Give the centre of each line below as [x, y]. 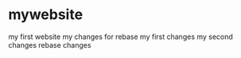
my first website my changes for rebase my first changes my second [120, 37]
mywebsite [46, 15]
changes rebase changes [50, 44]
